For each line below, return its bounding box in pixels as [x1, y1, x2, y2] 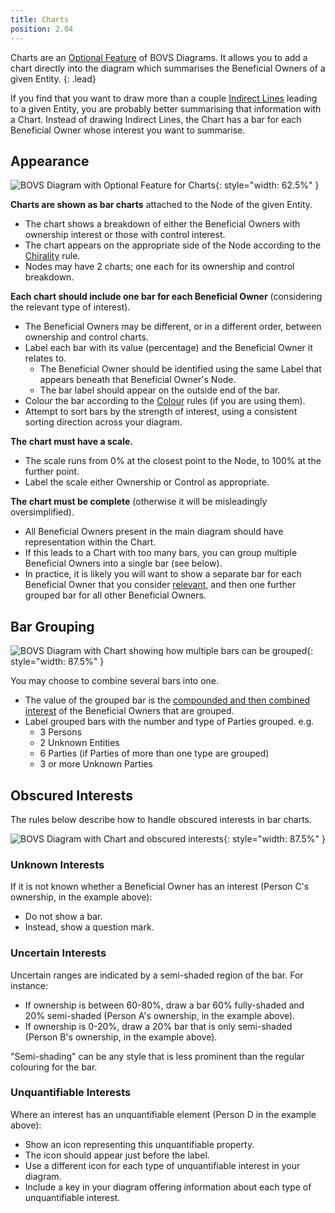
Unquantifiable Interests [10, 1086, 132, 1100]
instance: [10, 979, 49, 991]
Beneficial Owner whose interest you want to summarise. [10, 124, 246, 136]
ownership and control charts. [24, 331, 149, 343]
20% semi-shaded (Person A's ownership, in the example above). [24, 1009, 296, 1021]
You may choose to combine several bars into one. [10, 675, 220, 687]
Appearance [10, 152, 90, 170]
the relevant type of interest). [10, 301, 131, 313]
